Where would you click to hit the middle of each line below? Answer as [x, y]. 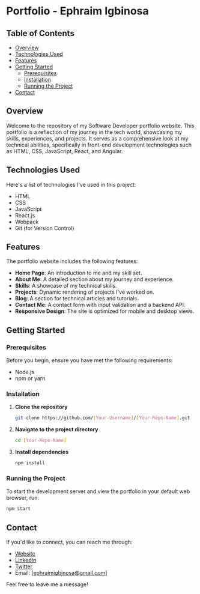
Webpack [27, 222]
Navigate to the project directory [56, 429]
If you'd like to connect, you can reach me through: [69, 542]
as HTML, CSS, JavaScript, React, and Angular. [65, 151]
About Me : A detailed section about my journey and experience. [94, 279]
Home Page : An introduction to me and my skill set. [78, 273]
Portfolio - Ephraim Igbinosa [77, 11]
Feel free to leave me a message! [47, 584]
